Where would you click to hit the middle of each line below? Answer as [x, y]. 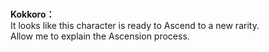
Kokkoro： [32, 14]
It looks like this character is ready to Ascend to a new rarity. [135, 26]
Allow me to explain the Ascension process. [100, 36]
